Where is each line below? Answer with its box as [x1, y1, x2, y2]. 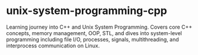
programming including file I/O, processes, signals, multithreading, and [6, 36, 179, 43]
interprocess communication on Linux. [6, 42, 100, 49]
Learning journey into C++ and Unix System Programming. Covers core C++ [6, 23, 193, 30]
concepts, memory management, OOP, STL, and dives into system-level [6, 29, 182, 36]
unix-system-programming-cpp [6, 4, 167, 18]
